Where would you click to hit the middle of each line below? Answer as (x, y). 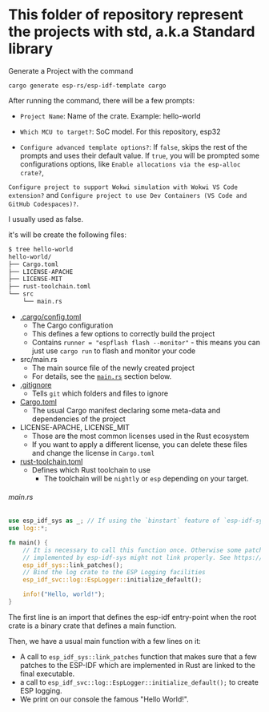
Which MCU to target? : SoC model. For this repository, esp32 (120, 131)
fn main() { (28, 542)
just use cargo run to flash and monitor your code (114, 351)
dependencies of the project (78, 419)
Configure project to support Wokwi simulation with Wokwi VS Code (123, 187)
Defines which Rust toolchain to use (91, 469)
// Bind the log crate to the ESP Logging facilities (114, 573)
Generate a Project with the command (71, 70)
